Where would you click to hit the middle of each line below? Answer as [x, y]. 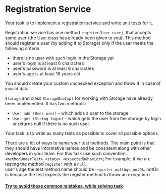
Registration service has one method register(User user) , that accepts [78, 32]
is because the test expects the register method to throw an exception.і [78, 174]
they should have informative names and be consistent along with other [78, 148]
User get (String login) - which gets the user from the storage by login [86, 118]
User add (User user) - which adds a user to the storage [70, 113]
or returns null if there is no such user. [51, 124]
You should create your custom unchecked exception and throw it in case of [83, 83]
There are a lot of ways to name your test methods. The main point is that [80, 143]
